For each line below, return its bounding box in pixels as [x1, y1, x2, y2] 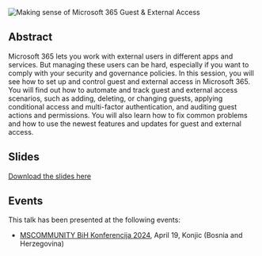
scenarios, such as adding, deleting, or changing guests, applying [8, 94, 223, 103]
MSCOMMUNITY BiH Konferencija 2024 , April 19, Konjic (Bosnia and [19, 231, 243, 240]
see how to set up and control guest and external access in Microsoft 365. [8, 76, 251, 86]
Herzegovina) [19, 239, 65, 249]
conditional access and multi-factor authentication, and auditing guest [8, 101, 237, 111]
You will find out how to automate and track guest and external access [8, 85, 238, 94]
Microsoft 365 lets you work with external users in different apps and [8, 52, 234, 61]
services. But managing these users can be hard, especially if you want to [8, 59, 249, 69]
